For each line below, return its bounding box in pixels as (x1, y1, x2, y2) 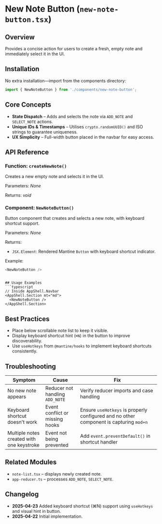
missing (45, 416, 63, 422)
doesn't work (7, 418, 38, 425)
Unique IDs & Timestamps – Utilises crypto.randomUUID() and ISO (12, 123, 143, 129)
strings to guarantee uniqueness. (12, 129, 78, 135)
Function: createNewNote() (5, 162, 67, 169)
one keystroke (7, 442, 40, 448)
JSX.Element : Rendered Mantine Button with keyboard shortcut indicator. (12, 248, 156, 255)
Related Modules (5, 458, 57, 466)
